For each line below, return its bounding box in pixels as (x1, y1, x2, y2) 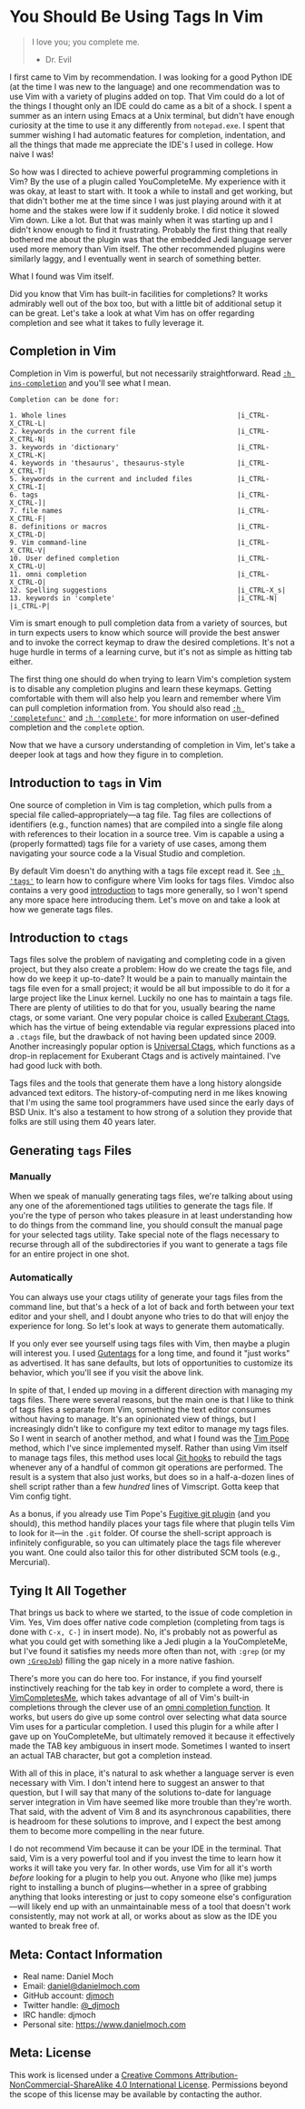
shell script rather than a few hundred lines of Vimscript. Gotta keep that (9, 1482, 280, 1493)
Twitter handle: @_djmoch (22, 1999, 120, 2010)
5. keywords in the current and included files (9, 474, 193, 483)
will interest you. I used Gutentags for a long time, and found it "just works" (9, 1348, 290, 1359)
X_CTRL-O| (9, 577, 47, 586)
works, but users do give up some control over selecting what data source (9, 1711, 288, 1722)
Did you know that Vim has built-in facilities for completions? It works (9, 288, 269, 299)
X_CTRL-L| (9, 419, 47, 428)
